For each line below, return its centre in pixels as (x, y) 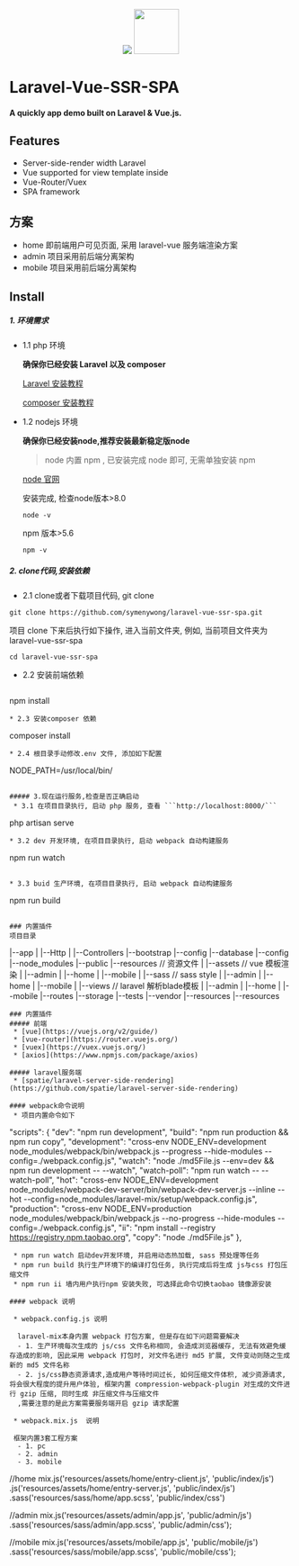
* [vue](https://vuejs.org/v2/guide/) (86, 1031)
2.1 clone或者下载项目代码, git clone (88, 595)
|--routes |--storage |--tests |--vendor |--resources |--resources (160, 995)
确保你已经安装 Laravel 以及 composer (94, 364)
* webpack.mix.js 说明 (56, 1421)
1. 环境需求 (29, 320)
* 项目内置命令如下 (44, 1115)
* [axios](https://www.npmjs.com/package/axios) (106, 1055)
